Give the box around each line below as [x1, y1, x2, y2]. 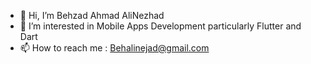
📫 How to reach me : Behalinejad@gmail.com [19, 42, 210, 54]
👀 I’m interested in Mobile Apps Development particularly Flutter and [19, 20, 302, 32]
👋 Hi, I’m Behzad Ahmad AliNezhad [19, 10, 165, 21]
